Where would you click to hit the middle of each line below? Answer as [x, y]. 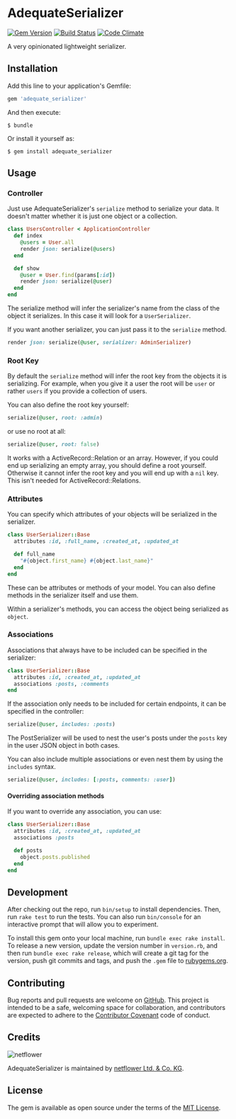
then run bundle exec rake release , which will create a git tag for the [108, 953]
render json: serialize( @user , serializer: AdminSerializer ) [100, 343]
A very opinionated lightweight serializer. [67, 46]
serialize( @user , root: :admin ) [55, 418]
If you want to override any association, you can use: [84, 811]
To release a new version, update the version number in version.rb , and [113, 946]
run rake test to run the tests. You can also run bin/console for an [104, 917]
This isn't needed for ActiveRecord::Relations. [74, 480]
